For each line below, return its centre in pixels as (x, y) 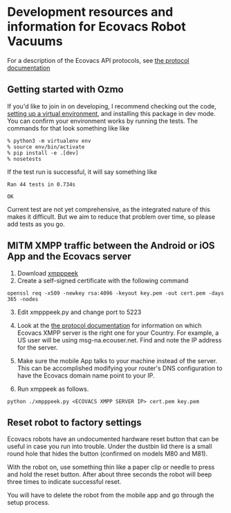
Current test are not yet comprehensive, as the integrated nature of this (109, 209)
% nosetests (24, 159)
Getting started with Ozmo (65, 89)
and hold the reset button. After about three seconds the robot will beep (110, 474)
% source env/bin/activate (46, 147)
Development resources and (90, 12)
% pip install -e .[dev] (43, 153)
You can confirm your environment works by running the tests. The (103, 121)
